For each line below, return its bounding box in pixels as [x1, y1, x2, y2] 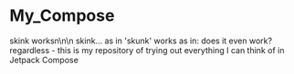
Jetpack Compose [9, 54, 79, 65]
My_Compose [9, 5, 115, 26]
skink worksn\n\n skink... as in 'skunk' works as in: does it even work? [9, 35, 272, 46]
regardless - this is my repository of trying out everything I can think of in [9, 44, 285, 55]
